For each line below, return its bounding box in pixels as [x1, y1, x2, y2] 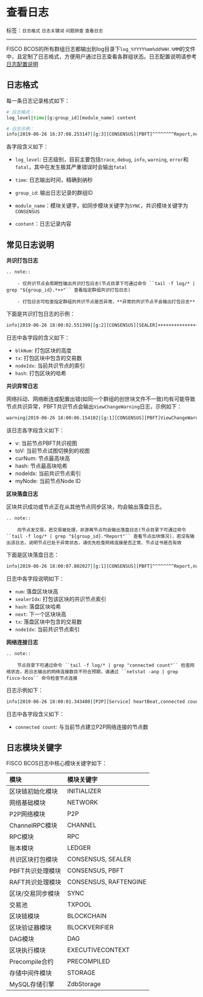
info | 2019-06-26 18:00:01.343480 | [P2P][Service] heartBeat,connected [6, 699, 185, 705]
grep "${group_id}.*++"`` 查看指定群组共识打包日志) [6, 287, 131, 294]
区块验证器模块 [9, 924, 53, 932]
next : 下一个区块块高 [14, 610, 66, 617]
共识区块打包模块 [9, 855, 59, 864]
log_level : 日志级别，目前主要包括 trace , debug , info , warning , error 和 [14, 156, 189, 163]
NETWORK [67, 798, 98, 807]
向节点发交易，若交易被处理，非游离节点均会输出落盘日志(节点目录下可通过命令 [17, 527, 186, 533]
